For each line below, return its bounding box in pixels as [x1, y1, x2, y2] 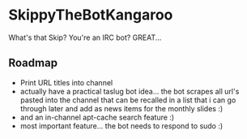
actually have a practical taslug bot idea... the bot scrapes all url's [19, 86, 240, 96]
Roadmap [8, 56, 58, 70]
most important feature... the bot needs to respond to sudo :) [19, 120, 224, 131]
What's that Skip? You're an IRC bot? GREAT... [8, 33, 162, 42]
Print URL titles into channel [19, 77, 113, 87]
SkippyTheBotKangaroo [8, 6, 173, 24]
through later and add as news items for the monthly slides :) [19, 103, 224, 113]
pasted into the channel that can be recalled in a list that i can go [19, 95, 236, 105]
